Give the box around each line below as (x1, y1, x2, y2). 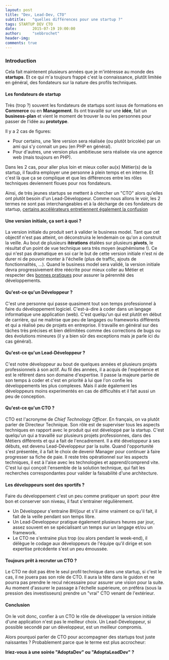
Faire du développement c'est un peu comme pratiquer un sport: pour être (5, 493, 160, 499)
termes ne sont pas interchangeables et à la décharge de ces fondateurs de (5, 201, 163, 207)
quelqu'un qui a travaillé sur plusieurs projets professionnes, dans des (5, 432, 151, 438)
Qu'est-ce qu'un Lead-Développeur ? (5, 350, 86, 356)
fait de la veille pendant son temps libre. (12, 514, 96, 520)
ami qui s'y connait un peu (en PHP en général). (12, 143, 112, 150)
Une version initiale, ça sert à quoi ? (5, 217, 82, 224)
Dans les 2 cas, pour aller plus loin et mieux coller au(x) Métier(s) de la (5, 164, 152, 170)
